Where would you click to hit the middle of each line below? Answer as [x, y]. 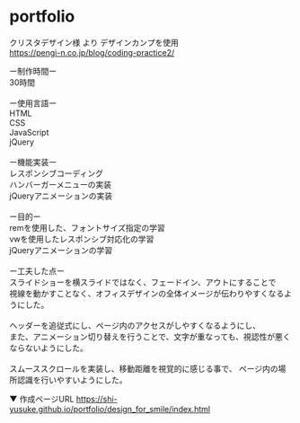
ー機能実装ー [33, 162]
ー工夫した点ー [37, 270]
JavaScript [29, 132]
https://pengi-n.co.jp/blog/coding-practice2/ [92, 52]
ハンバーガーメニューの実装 [61, 184]
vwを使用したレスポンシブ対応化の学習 [82, 239]
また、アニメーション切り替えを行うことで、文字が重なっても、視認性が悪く [150, 336]
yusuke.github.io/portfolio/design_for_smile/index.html [110, 409]
